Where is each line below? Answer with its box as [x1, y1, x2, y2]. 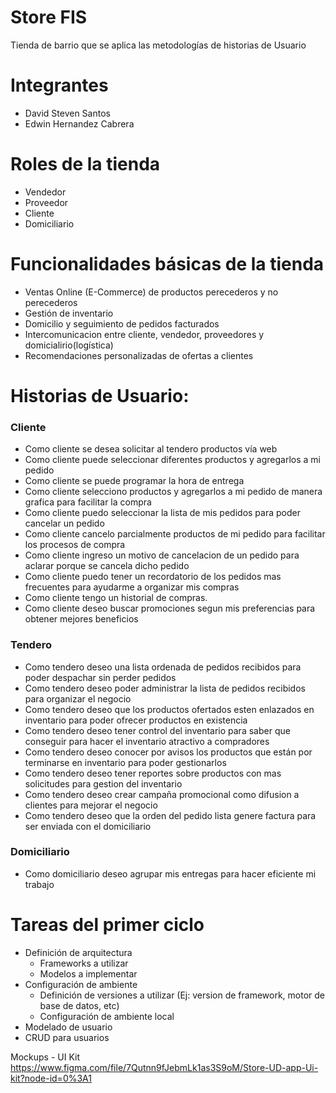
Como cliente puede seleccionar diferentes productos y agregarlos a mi [24, 454, 321, 466]
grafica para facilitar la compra [24, 496, 152, 508]
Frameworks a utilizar [39, 957, 129, 969]
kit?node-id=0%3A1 [10, 1072, 92, 1084]
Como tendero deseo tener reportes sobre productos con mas [24, 767, 282, 779]
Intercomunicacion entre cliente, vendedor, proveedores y [24, 328, 265, 340]
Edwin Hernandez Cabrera [24, 117, 135, 130]
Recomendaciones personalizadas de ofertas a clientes [24, 349, 254, 361]
